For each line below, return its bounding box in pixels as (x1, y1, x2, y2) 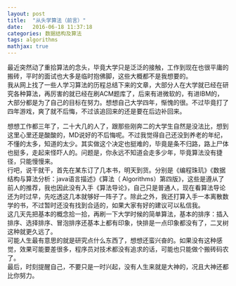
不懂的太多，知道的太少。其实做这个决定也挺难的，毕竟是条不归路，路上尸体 (7, 140, 229, 148)
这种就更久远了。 (7, 228, 57, 235)
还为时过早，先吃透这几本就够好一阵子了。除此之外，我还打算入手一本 (7, 193, 211, 200)
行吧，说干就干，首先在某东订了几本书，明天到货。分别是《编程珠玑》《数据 (7, 166, 226, 174)
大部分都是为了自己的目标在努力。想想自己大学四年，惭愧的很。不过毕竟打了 (7, 98, 229, 106)
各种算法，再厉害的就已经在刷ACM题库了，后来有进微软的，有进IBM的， (13, 89, 223, 98)
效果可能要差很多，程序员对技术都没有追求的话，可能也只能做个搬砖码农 (19, 245, 229, 253)
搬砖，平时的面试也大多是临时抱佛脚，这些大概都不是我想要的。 (7, 72, 192, 80)
